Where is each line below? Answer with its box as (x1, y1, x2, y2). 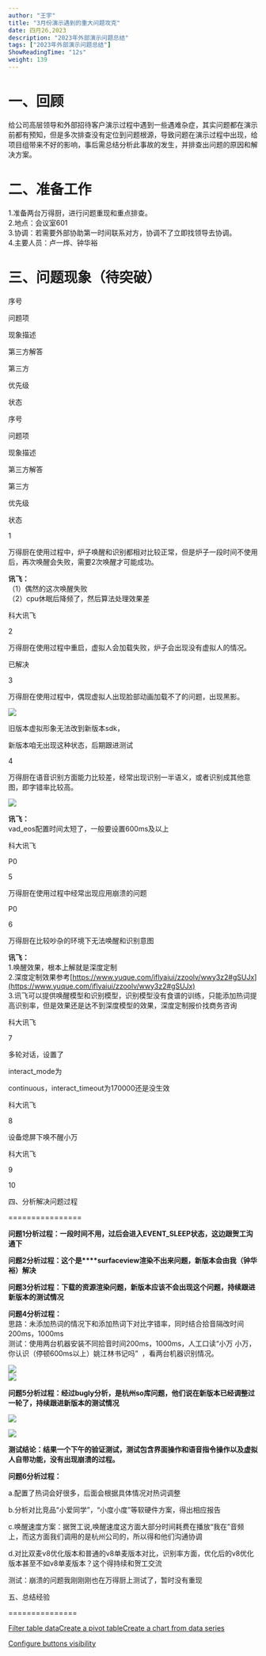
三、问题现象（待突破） (8, 268, 161, 286)
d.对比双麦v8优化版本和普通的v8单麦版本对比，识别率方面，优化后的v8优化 (8, 1548, 255, 1558)
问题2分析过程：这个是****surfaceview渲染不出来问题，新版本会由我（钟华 (8, 1255, 257, 1265)
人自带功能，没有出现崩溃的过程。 (8, 1454, 120, 1464)
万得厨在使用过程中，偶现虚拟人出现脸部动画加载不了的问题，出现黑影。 (8, 691, 244, 701)
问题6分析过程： (8, 1471, 62, 1481)
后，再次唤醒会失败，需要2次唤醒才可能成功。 (8, 557, 158, 566)
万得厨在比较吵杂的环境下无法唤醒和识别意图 (8, 935, 154, 945)
